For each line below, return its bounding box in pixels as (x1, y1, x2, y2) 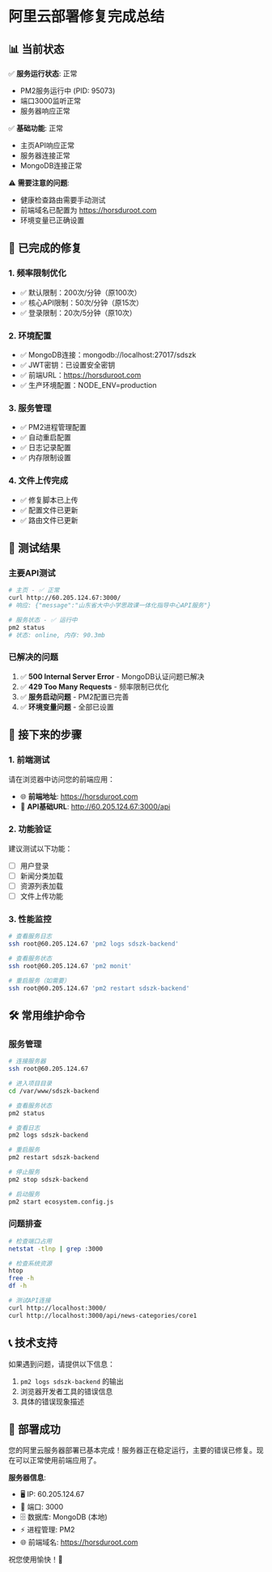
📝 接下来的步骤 (8, 728, 83, 741)
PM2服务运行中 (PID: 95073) (19, 86, 116, 96)
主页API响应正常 (19, 141, 75, 150)
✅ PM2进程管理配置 (19, 423, 87, 432)
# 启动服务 (8, 1190, 40, 1198)
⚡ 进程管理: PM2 (19, 1525, 75, 1535)
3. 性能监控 (8, 913, 52, 924)
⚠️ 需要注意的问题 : (8, 178, 70, 187)
